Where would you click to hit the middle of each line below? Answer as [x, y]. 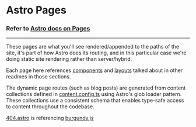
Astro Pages [36, 10]
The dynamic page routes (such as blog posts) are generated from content [96, 88]
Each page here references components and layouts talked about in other [94, 70]
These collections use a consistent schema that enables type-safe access [95, 101]
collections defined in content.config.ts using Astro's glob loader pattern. [94, 94]
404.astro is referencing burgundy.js [50, 118]
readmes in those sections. [38, 77]
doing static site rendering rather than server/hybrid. [69, 59]
